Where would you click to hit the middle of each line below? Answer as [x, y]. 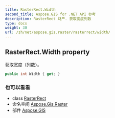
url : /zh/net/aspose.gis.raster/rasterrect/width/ [58, 32]
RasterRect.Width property [47, 52]
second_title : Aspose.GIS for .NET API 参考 [50, 14]
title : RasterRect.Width [30, 10]
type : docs [16, 23]
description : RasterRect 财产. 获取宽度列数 [48, 19]
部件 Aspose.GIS [29, 110]
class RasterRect [29, 98]
